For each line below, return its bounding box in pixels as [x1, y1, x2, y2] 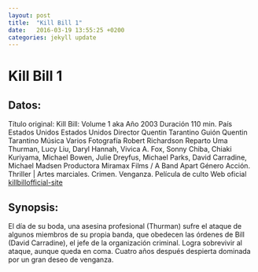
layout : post [8, 11, 51, 20]
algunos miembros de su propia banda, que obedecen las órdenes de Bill [8, 230, 245, 240]
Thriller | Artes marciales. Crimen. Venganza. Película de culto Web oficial [8, 170, 247, 179]
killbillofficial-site [8, 178, 63, 187]
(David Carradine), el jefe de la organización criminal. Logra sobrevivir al [8, 238, 242, 248]
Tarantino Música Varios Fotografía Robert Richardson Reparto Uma [8, 136, 228, 145]
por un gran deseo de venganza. [8, 255, 114, 264]
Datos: [8, 98, 42, 112]
